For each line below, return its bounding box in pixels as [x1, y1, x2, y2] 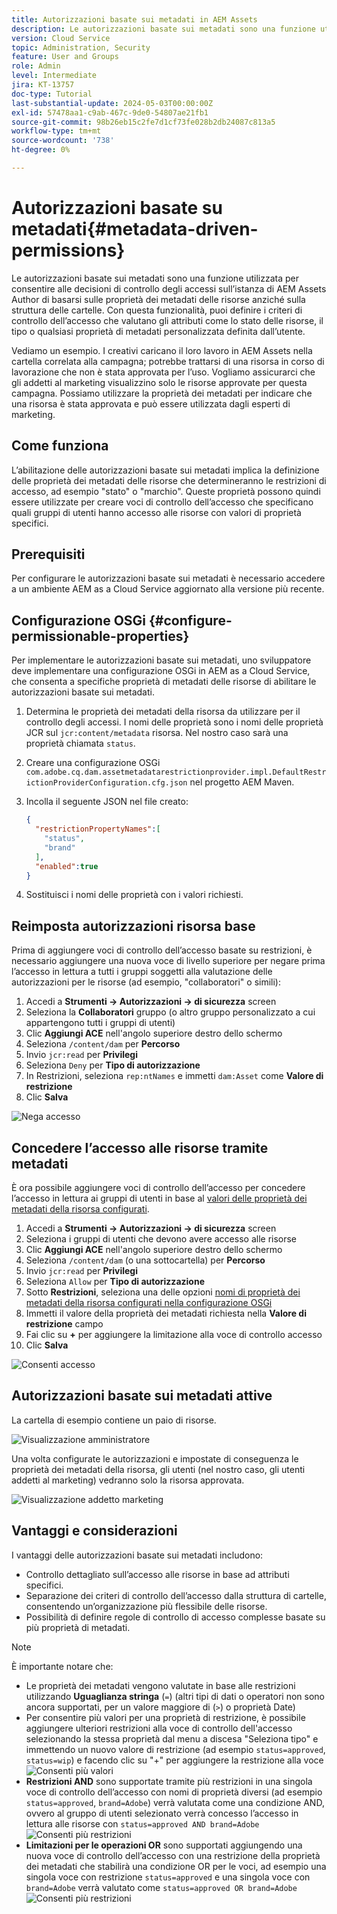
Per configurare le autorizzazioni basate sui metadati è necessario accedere [11, 572, 326, 585]
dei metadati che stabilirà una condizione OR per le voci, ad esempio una [25, 1860, 327, 1872]
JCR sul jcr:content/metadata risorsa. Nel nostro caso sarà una [25, 727, 289, 739]
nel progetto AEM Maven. [189, 776, 295, 788]
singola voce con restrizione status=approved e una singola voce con [25, 1871, 311, 1883]
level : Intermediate [11, 71, 98, 81]
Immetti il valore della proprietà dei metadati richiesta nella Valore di [25, 1307, 307, 1319]
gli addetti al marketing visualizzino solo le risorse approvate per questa [11, 376, 308, 388]
